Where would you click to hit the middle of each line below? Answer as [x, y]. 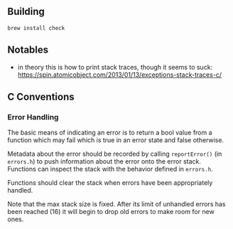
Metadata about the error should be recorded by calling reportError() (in [115, 154]
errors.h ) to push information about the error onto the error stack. [104, 161]
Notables [28, 50]
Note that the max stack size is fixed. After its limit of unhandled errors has [116, 204]
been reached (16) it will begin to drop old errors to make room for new [111, 212]
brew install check [36, 28]
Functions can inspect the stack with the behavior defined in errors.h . [110, 169]
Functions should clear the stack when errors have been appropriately [110, 183]
